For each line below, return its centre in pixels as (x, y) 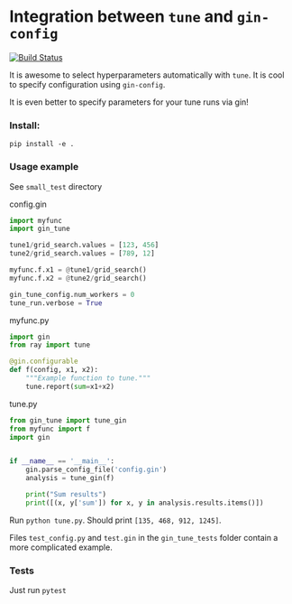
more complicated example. (61, 547)
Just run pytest (38, 590)
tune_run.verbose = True (56, 303)
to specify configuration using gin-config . (87, 84)
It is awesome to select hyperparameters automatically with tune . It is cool (147, 75)
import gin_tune (40, 229)
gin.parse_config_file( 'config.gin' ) (96, 470)
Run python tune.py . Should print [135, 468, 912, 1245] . (116, 520)
